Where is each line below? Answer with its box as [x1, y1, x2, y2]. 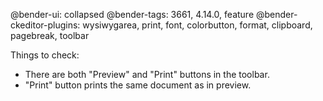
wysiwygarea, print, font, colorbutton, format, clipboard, [82, 19, 313, 31]
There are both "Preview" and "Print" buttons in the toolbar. [24, 69, 270, 80]
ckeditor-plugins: [10, 19, 81, 31]
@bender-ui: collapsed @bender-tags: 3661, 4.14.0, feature [10, 9, 255, 20]
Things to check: [10, 49, 80, 61]
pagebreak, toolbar [10, 30, 90, 41]
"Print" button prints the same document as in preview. [24, 79, 252, 91]
